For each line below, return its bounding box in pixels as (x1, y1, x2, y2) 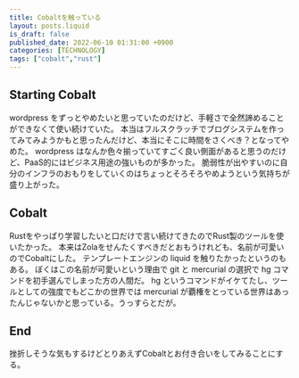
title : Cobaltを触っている (9, 12, 101, 22)
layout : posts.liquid (9, 21, 90, 30)
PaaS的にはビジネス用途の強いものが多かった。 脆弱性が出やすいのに (24, 157, 280, 168)
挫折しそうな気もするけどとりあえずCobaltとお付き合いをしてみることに (9, 349, 277, 359)
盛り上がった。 (9, 179, 64, 190)
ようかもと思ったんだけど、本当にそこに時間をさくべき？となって (39, 135, 282, 145)
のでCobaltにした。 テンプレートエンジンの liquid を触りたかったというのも (9, 252, 287, 263)
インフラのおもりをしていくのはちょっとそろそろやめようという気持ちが (24, 168, 290, 178)
